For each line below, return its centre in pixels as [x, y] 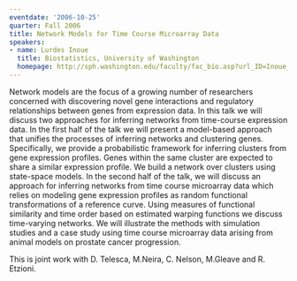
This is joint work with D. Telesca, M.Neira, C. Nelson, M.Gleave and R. [137, 259]
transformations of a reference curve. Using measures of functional [132, 204]
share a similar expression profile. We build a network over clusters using [142, 167]
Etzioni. [23, 268]
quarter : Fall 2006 [45, 26]
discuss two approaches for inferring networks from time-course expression [148, 119]
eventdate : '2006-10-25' [55, 17]
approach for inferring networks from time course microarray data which [141, 186]
